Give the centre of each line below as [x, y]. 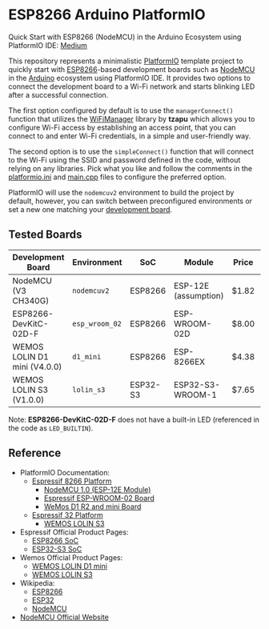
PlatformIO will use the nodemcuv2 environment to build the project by [121, 192]
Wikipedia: [37, 583]
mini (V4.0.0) [37, 367]
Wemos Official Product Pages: [71, 557]
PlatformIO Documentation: [65, 472]
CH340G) [31, 300]
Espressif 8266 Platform [72, 481]
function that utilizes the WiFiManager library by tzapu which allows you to [132, 118]
